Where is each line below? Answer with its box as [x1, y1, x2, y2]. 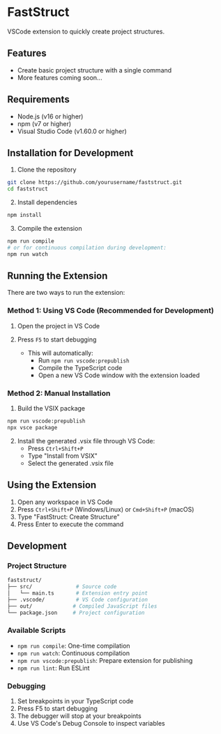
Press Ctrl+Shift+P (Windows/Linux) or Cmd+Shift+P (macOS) [17, 505, 195, 513]
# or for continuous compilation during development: [7, 244, 167, 251]
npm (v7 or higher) [17, 119, 72, 128]
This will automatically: [27, 349, 94, 357]
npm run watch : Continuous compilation [17, 649, 130, 657]
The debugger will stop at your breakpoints [17, 712, 142, 720]
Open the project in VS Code [17, 321, 100, 330]
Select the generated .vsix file [27, 459, 114, 467]
